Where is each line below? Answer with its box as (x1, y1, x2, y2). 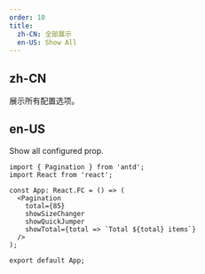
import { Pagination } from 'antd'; (9, 162, 145, 172)
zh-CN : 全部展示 (17, 29, 73, 38)
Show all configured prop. (9, 145, 104, 156)
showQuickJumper (25, 217, 86, 226)
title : (9, 21, 34, 30)
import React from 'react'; (9, 170, 114, 179)
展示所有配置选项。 (9, 95, 80, 107)
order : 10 (9, 12, 46, 22)
